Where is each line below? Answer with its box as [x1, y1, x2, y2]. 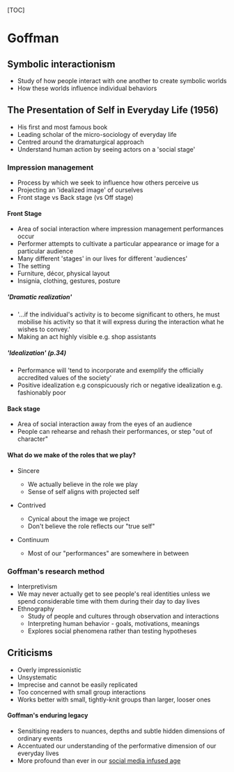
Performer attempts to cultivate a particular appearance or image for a [17, 240, 219, 248]
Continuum [17, 535, 49, 544]
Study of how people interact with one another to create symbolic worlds [17, 77, 227, 85]
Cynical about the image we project [27, 514, 130, 523]
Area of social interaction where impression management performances [17, 225, 224, 233]
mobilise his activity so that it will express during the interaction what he [17, 318, 224, 326]
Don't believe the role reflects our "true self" [27, 522, 155, 530]
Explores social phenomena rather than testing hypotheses [27, 627, 197, 635]
